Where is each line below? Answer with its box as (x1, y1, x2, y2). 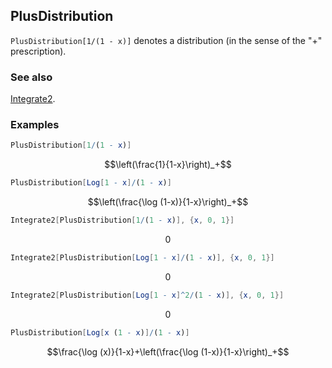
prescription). (10, 45, 67, 57)
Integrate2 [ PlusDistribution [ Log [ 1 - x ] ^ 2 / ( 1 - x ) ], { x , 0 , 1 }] (10, 290, 285, 300)
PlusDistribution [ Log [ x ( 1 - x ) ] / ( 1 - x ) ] (10, 327, 190, 338)
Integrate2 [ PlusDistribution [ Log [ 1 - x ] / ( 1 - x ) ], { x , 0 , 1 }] (10, 253, 275, 263)
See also (10, 70, 53, 84)
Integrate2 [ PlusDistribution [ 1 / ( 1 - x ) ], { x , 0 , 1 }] (10, 215, 235, 226)
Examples (10, 118, 60, 132)
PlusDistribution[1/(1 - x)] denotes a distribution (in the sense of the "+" (10, 34, 323, 46)
